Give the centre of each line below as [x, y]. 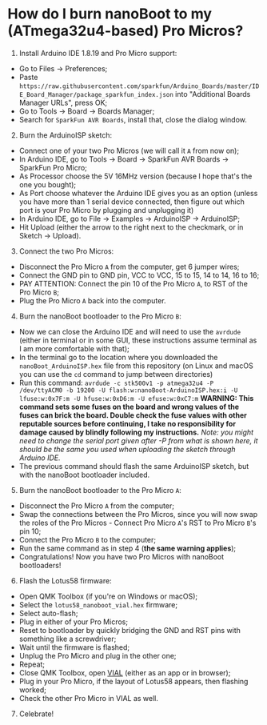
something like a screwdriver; [68, 639]
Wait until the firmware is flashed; [74, 647]
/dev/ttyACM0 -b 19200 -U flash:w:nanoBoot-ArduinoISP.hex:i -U [128, 390]
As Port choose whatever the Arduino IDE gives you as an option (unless [138, 193]
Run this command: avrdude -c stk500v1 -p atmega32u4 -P [116, 383]
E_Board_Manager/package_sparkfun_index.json [96, 94]
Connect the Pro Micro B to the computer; [88, 539]
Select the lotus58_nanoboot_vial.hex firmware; [98, 604]
